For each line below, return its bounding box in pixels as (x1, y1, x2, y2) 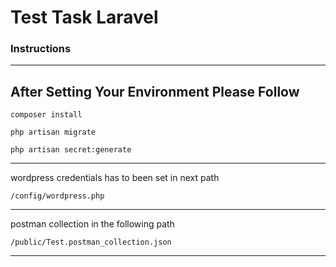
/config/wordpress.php (10, 191, 105, 201)
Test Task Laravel (10, 6, 159, 29)
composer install (10, 110, 83, 120)
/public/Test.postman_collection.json (10, 237, 172, 248)
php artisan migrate (10, 127, 97, 138)
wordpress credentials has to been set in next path (10, 172, 220, 184)
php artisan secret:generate (10, 145, 132, 155)
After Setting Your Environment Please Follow (10, 83, 300, 100)
